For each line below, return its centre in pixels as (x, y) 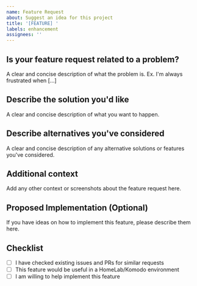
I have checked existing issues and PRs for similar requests (90, 263)
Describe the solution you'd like (68, 100)
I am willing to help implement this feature (68, 277)
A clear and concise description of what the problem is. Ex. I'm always (95, 74)
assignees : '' (24, 35)
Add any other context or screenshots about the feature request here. (94, 188)
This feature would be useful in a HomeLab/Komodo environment (97, 270)
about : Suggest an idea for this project (60, 18)
